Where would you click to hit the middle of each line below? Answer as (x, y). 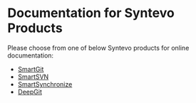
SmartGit (31, 69)
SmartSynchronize (45, 84)
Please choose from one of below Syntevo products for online (98, 48)
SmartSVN (33, 77)
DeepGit (30, 92)
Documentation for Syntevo (91, 13)
